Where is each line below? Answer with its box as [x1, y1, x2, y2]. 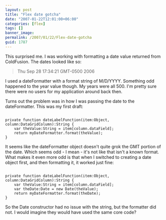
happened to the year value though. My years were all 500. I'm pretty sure [5, 83, 157, 89]
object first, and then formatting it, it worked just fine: [5, 159, 114, 165]
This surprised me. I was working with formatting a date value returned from [5, 53, 161, 59]
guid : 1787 [5, 40, 28, 45]
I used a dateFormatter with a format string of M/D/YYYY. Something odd [5, 78, 155, 84]
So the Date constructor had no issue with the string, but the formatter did [5, 204, 157, 210]
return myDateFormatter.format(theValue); [14, 130, 103, 135]
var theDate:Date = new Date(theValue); [14, 186, 99, 192]
